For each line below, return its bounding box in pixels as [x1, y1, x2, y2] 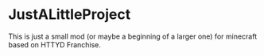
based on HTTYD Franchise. [8, 39, 102, 49]
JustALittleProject [8, 6, 131, 24]
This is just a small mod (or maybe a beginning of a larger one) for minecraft [8, 32, 257, 41]
